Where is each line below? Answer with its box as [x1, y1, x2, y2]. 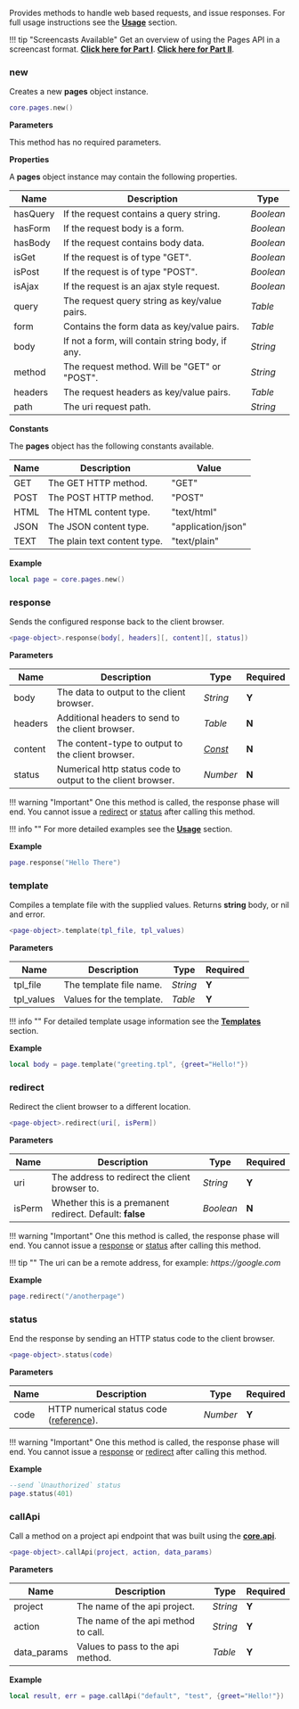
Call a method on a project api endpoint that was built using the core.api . [9, 1531, 278, 1541]
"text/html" [171, 506, 218, 518]
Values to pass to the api [77, 1640, 180, 1653]
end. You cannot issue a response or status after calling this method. [9, 1240, 262, 1251]
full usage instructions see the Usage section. [9, 17, 178, 28]
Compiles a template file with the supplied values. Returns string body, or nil [9, 900, 289, 911]
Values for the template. [63, 994, 164, 1006]
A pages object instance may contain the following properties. [9, 171, 238, 182]
